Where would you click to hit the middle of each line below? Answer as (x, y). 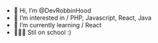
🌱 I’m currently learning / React (57, 25)
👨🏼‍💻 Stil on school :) (43, 32)
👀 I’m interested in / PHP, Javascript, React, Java (82, 18)
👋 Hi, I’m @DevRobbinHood (52, 11)
